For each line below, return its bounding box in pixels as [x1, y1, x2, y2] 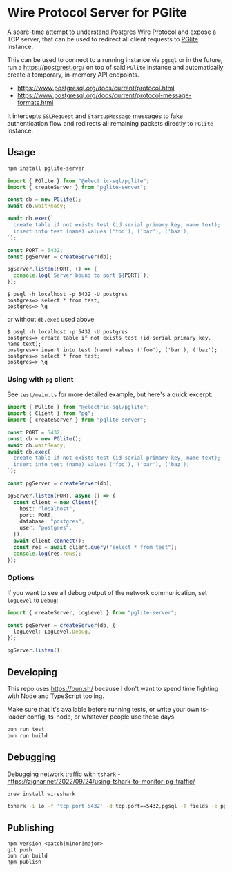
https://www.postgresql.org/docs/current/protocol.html [17, 84, 175, 92]
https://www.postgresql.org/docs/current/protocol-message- [17, 91, 192, 99]
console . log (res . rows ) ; [13, 550, 81, 557]
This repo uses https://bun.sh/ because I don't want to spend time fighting [7, 685, 219, 693]
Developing [7, 666, 57, 678]
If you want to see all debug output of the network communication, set [7, 588, 207, 597]
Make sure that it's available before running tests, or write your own [7, 706, 200, 714]
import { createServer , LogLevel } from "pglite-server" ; [7, 609, 177, 616]
